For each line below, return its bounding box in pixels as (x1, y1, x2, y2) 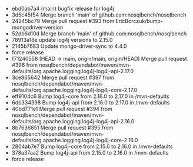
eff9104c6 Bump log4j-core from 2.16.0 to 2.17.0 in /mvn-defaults (11, 93, 169, 100)
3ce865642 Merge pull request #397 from (11, 74, 115, 81)
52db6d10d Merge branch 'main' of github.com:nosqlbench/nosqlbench (11, 30, 187, 37)
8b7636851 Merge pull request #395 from (11, 124, 114, 131)
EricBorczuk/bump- (115, 18, 164, 24)
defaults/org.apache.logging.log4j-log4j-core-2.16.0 (11, 137, 138, 143)
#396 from (11, 61, 38, 68)
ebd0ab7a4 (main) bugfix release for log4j (11, 5, 115, 12)
